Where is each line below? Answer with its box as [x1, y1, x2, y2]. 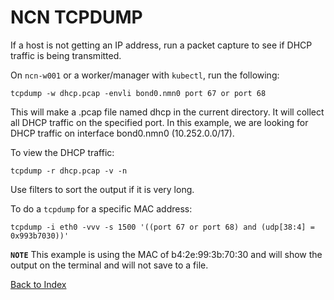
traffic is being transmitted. [10, 49, 122, 61]
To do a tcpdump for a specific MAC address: [10, 202, 193, 215]
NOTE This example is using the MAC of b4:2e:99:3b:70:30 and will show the [10, 248, 323, 260]
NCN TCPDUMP [10, 6, 143, 29]
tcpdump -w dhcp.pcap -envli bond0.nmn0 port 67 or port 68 [10, 88, 267, 98]
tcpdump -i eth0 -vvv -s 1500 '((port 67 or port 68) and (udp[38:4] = [10, 222, 315, 232]
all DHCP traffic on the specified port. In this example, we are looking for [10, 116, 309, 128]
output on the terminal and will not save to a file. [10, 259, 209, 271]
